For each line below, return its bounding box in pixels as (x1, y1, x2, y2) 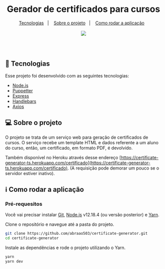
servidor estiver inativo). (5, 170, 55, 176)
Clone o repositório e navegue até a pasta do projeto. (5, 221, 114, 227)
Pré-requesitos (5, 200, 43, 207)
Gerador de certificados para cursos (6, 3, 161, 15)
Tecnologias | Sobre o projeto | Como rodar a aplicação (19, 20, 145, 26)
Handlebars (12, 98, 36, 104)
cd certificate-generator (5, 236, 59, 241)
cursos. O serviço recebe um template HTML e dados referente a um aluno (5, 139, 159, 145)
